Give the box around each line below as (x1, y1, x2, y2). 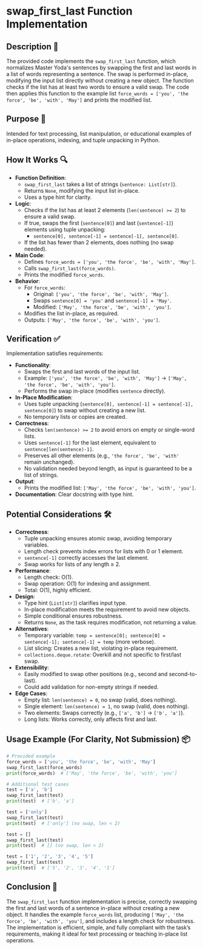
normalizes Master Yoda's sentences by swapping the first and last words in (6, 64, 197, 71)
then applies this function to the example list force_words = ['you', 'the (6, 90, 189, 97)
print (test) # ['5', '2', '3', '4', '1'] (6, 865, 115, 871)
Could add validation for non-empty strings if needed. (24, 683, 159, 691)
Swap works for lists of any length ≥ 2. (24, 561, 121, 568)
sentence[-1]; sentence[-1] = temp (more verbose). (24, 638, 156, 646)
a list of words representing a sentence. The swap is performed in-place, (6, 71, 189, 77)
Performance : (15, 567, 51, 575)
